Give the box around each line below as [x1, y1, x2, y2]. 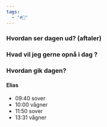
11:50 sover [14, 108, 43, 115]
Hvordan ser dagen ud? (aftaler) [6, 34, 102, 43]
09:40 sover [14, 94, 46, 102]
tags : [6, 8, 20, 15]
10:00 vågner [14, 101, 48, 108]
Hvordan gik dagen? [6, 67, 67, 75]
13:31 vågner [14, 114, 47, 121]
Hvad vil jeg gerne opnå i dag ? [6, 51, 98, 59]
